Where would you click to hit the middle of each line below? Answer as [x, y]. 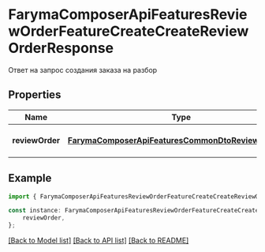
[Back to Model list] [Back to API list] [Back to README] [99, 241]
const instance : [35, 211]
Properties [35, 95]
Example [30, 178]
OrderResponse [61, 48]
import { [22, 196]
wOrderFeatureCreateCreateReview [129, 31]
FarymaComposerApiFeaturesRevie [128, 15]
